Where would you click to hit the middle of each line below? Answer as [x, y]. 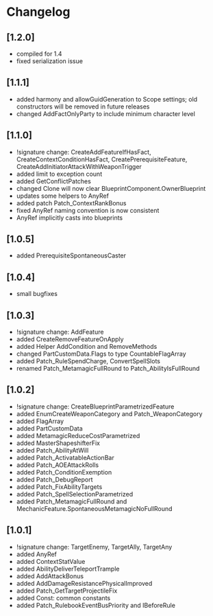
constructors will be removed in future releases [83, 106]
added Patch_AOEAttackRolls [58, 465]
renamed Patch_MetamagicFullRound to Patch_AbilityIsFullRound [108, 369]
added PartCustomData [49, 428]
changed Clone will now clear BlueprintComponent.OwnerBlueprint [111, 188]
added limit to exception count [59, 174]
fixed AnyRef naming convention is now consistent [88, 210]
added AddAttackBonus [50, 576]
